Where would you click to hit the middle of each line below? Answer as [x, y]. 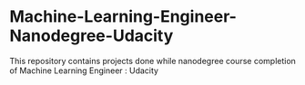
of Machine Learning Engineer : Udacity [84, 71]
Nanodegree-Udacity [91, 36]
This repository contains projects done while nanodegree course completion [152, 61]
